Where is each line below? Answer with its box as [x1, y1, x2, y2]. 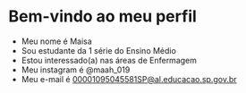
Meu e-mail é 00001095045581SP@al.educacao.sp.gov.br [21, 73, 238, 84]
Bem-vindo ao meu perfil [8, 6, 198, 27]
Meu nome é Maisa [21, 36, 93, 46]
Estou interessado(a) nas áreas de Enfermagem [21, 55, 198, 65]
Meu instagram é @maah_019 [21, 64, 131, 75]
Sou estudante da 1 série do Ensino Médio [21, 45, 176, 55]
